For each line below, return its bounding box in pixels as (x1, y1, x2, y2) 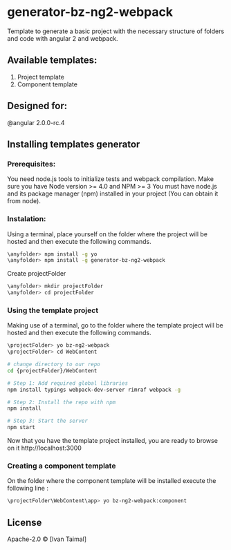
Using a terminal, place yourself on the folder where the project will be (7, 229, 207, 238)
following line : (7, 484, 48, 493)
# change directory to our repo (7, 361, 100, 368)
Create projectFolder (7, 269, 66, 278)
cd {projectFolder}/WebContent (7, 367, 98, 374)
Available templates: (7, 55, 98, 66)
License (7, 516, 42, 529)
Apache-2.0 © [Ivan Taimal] (7, 535, 87, 543)
